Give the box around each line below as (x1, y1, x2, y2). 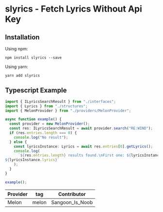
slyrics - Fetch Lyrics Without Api (5, 3, 142, 15)
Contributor (58, 191, 86, 197)
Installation (5, 33, 40, 41)
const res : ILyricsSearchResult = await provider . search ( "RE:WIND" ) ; (9, 126, 153, 131)
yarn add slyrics (5, 73, 40, 78)
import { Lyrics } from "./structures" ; (5, 103, 88, 109)
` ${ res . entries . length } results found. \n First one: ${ (17, 153, 131, 158)
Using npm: (5, 46, 28, 51)
